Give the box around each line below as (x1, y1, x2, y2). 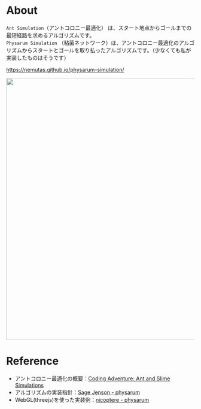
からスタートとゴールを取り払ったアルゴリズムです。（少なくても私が (22, 46, 191, 54)
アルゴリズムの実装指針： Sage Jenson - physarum (14, 389, 141, 396)
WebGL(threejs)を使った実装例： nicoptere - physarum (14, 396, 150, 403)
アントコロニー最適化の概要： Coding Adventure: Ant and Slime (14, 375, 170, 382)
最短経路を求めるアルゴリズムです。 (6, 31, 95, 39)
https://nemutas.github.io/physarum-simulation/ (6, 66, 124, 73)
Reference (6, 355, 59, 368)
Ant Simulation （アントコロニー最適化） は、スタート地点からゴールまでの (6, 24, 192, 31)
